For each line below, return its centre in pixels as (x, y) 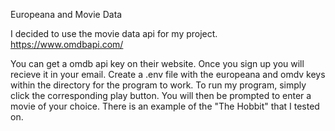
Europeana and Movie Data (66, 14)
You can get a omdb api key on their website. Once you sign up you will (157, 63)
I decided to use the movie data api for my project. (114, 33)
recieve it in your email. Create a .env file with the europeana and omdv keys (168, 74)
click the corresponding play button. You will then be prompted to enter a (161, 95)
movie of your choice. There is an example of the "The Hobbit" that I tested (165, 106)
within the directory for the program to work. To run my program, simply (158, 85)
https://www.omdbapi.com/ (67, 44)
